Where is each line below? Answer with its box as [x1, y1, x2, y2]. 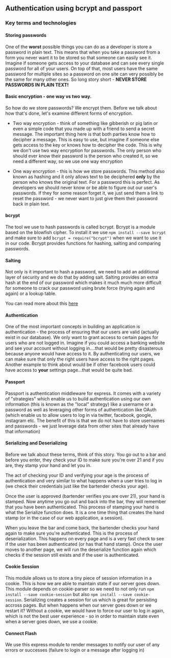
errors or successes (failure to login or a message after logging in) [5, 647, 144, 653]
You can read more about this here [5, 301, 78, 307]
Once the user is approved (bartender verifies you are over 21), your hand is [5, 493, 165, 499]
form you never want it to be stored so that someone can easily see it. [5, 54, 152, 60]
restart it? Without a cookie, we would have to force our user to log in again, [5, 607, 165, 613]
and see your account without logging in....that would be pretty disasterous [5, 345, 163, 351]
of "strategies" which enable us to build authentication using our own [5, 395, 151, 401]
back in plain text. [12, 201, 50, 207]
